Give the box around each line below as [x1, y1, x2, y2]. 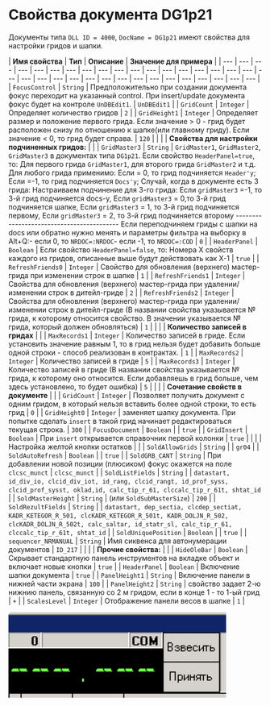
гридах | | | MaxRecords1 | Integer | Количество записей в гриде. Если [8, 330, 246, 340]
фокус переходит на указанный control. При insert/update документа [8, 90, 246, 100]
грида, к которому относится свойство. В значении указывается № [8, 313, 242, 323]
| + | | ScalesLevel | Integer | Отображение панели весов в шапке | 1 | [8, 596, 246, 605]
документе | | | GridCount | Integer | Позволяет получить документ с [8, 390, 245, 400]
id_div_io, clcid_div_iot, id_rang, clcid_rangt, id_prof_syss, [8, 477, 229, 485]
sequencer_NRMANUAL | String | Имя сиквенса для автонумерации [8, 536, 227, 546]
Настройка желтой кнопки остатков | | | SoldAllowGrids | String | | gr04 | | [8, 442, 260, 451]
